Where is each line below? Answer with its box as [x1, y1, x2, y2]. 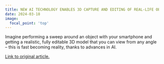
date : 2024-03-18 [5, 12, 41, 16]
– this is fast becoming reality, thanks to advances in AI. [5, 44, 117, 50]
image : [5, 16, 19, 21]
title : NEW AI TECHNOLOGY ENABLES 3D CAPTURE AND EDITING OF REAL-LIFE [5, 7, 154, 12]
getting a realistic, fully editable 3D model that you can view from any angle [5, 39, 157, 45]
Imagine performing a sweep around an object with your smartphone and [5, 34, 152, 40]
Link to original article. [5, 54, 50, 60]
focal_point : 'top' [9, 20, 49, 26]
